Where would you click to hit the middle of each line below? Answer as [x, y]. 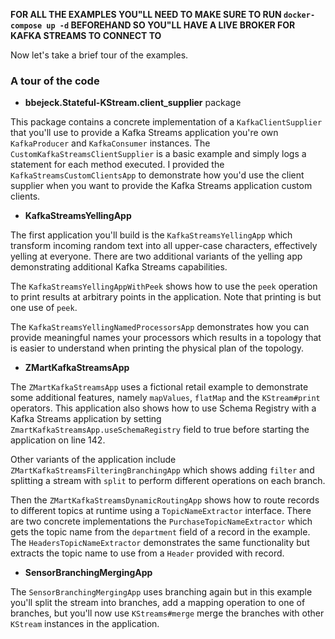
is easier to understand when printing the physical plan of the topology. [157, 348]
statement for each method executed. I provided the [117, 165]
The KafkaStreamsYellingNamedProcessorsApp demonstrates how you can [160, 327]
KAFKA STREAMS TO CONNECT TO [86, 35]
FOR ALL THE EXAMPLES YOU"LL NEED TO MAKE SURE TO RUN [146, 14]
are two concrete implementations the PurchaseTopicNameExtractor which [161, 521]
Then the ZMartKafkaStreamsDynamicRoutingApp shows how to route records [165, 500]
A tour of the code [55, 81]
